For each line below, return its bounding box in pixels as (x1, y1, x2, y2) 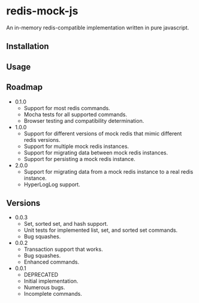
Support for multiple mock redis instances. (23, 143, 129, 150)
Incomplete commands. (23, 290, 82, 298)
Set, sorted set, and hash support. (23, 220, 108, 228)
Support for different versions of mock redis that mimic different (23, 130, 182, 137)
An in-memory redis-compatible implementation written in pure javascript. (6, 24, 189, 31)
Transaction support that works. (23, 246, 103, 253)
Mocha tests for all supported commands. (23, 111, 128, 118)
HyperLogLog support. (23, 181, 81, 188)
